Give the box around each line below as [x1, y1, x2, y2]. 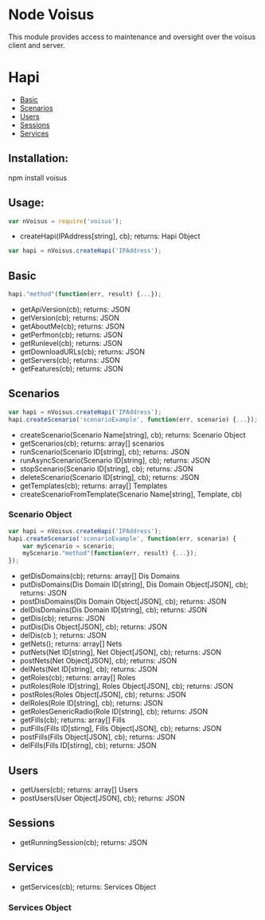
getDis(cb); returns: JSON [19, 614, 106, 623]
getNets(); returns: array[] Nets [19, 639, 123, 649]
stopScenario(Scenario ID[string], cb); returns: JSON [19, 464, 193, 474]
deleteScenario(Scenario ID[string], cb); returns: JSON [19, 472, 200, 482]
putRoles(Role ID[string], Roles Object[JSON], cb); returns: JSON [19, 682, 233, 691]
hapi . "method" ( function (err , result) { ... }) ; [8, 290, 162, 298]
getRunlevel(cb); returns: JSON [19, 338, 123, 348]
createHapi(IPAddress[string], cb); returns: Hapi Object [19, 231, 201, 241]
